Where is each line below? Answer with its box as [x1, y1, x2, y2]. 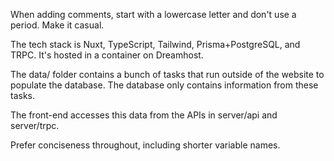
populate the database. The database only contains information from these [10, 79, 319, 91]
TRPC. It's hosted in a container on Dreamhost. [10, 49, 204, 61]
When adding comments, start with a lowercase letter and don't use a [10, 9, 297, 20]
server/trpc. [10, 120, 60, 131]
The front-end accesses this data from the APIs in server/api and [10, 109, 278, 121]
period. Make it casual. [10, 19, 105, 31]
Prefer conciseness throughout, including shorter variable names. [10, 139, 281, 151]
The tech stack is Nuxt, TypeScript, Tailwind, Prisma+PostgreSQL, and [10, 39, 301, 50]
